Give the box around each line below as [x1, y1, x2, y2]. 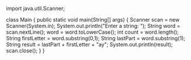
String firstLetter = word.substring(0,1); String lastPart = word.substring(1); [6, 35, 186, 41]
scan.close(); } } [6, 47, 45, 54]
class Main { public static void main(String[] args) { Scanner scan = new [6, 16, 180, 23]
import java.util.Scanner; [6, 5, 66, 12]
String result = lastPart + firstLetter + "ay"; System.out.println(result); [6, 41, 173, 48]
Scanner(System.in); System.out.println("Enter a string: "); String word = [6, 23, 180, 29]
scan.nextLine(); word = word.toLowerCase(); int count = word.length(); [6, 29, 179, 36]
